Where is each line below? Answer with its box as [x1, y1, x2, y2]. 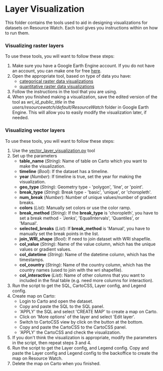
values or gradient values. [19, 246, 72, 252]
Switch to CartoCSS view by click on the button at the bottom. [19, 319, 144, 325]
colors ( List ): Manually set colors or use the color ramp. [19, 204, 131, 211]
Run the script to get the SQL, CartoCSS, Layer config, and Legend [12, 283, 146, 288]
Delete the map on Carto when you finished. [12, 360, 101, 366]
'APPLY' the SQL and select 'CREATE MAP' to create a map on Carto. [19, 308, 158, 314]
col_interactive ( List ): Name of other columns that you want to [19, 272, 145, 278]
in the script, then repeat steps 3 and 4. [12, 340, 91, 346]
